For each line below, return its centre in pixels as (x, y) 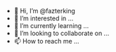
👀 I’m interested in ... (44, 18)
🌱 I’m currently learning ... (51, 26)
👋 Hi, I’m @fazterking (45, 11)
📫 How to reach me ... (46, 41)
